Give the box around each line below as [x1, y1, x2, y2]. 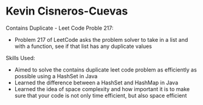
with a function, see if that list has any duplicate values [14, 42, 153, 50]
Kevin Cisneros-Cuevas [5, 4, 128, 18]
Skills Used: [5, 54, 35, 61]
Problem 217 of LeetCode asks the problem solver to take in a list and [14, 36, 188, 43]
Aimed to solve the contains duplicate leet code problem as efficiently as [14, 66, 197, 73]
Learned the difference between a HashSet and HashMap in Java [14, 79, 179, 86]
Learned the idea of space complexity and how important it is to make [14, 85, 190, 92]
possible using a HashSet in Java [14, 72, 98, 80]
